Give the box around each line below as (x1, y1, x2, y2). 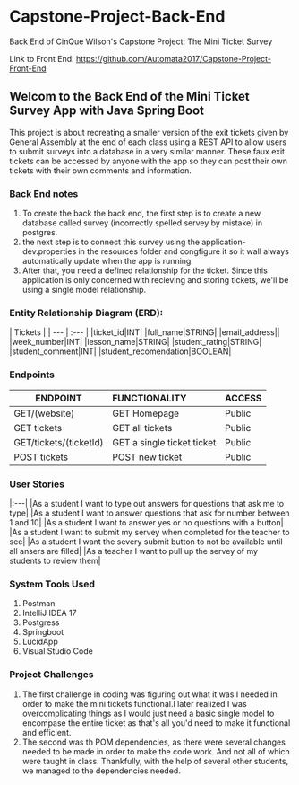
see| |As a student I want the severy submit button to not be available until (9, 536, 284, 547)
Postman (21, 598, 56, 609)
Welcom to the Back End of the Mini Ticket (9, 89, 251, 104)
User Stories (9, 478, 65, 490)
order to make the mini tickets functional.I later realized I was (21, 698, 248, 709)
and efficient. (21, 727, 72, 737)
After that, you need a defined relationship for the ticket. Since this (21, 265, 269, 276)
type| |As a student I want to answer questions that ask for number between (9, 507, 290, 518)
